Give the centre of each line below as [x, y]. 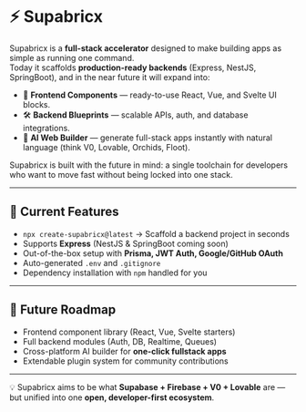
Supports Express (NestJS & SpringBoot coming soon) [126, 243]
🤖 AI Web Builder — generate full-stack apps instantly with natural [148, 138]
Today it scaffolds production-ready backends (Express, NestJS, [133, 67]
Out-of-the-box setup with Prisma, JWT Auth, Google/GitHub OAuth [153, 253]
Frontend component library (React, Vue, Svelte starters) [129, 332]
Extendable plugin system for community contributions [126, 361]
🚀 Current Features [65, 212]
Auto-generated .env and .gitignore [92, 263]
